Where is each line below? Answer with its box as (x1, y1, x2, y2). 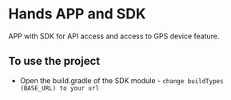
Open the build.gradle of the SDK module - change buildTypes (19, 75, 224, 85)
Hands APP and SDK (8, 5, 146, 23)
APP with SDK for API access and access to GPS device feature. (8, 31, 220, 41)
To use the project (8, 54, 101, 68)
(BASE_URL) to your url (19, 84, 100, 92)
